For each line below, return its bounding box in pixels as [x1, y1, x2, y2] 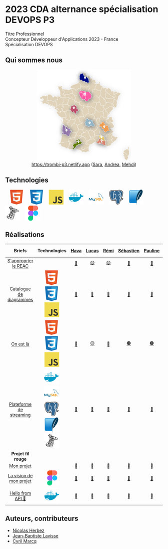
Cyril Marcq [12, 538, 37, 544]
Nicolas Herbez [12, 527, 45, 533]
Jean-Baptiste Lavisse [12, 533, 58, 539]
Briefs [14, 248, 27, 254]
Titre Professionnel [5, 31, 44, 37]
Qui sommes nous [5, 56, 63, 65]
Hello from [9, 490, 31, 496]
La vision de [7, 473, 33, 479]
